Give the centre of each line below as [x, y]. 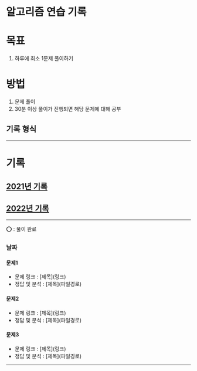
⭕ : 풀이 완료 [21, 229]
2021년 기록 [27, 187]
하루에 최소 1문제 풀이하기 [44, 59]
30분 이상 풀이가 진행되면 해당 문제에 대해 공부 [68, 109]
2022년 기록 [28, 208]
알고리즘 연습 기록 [46, 12]
